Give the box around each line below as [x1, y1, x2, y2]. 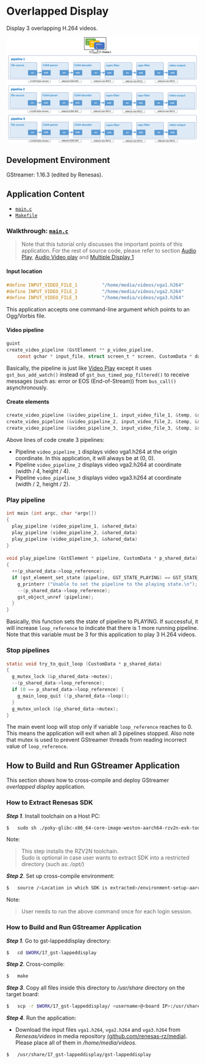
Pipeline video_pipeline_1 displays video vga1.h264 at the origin [15, 447, 178, 455]
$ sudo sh [6, 825, 37, 831]
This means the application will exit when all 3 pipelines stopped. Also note [6, 729, 195, 737]
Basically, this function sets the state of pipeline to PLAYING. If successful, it [6, 618, 198, 625]
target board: [6, 991, 40, 998]
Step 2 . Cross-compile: [6, 960, 65, 968]
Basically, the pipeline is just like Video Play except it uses [6, 364, 152, 372]
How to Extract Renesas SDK [6, 798, 93, 807]
